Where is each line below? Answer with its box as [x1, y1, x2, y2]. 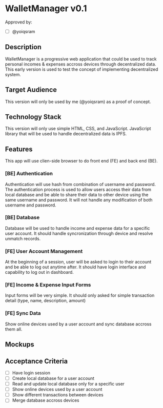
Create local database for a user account [12, 375, 95, 381]
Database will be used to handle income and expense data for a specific [5, 225, 150, 231]
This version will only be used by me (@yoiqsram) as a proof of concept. [5, 99, 151, 104]
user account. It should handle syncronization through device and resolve [5, 230, 153, 236]
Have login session [12, 369, 50, 376]
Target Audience [5, 86, 57, 94]
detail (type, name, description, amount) [5, 298, 86, 304]
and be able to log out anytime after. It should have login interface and [5, 264, 146, 270]
